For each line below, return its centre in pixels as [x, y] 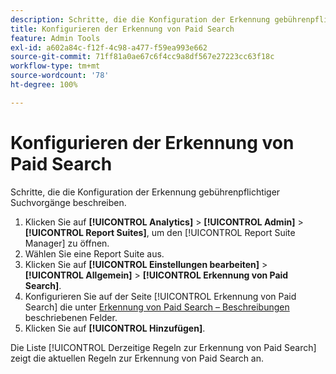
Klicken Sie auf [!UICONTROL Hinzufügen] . [115, 328]
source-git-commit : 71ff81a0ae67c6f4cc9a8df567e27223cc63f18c [142, 57]
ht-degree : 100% [44, 85]
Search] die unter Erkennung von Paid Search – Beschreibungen [157, 307]
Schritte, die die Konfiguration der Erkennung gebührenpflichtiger [145, 192]
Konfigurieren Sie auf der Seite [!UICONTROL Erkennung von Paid [160, 296]
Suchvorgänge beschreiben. [68, 202]
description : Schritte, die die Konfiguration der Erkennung [140, 19]
